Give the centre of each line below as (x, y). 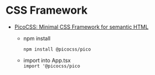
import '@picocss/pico (52, 66)
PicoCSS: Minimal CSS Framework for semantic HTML (81, 27)
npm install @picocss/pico (57, 49)
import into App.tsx (47, 60)
